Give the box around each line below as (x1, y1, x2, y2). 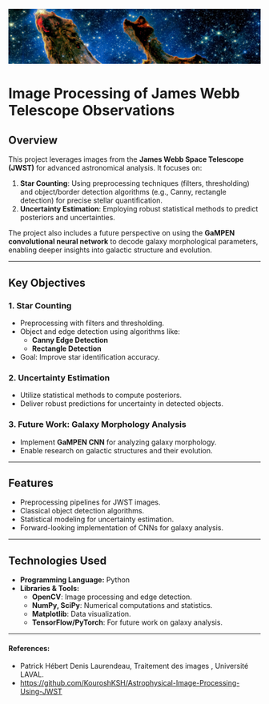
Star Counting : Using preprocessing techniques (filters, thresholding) (19, 179, 250, 188)
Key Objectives (8, 276, 86, 289)
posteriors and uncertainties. (19, 213, 116, 223)
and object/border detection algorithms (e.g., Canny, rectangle (19, 187, 227, 197)
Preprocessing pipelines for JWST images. (19, 497, 162, 507)
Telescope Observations (8, 102, 175, 120)
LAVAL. (19, 670, 44, 679)
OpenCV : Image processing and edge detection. (31, 592, 192, 601)
